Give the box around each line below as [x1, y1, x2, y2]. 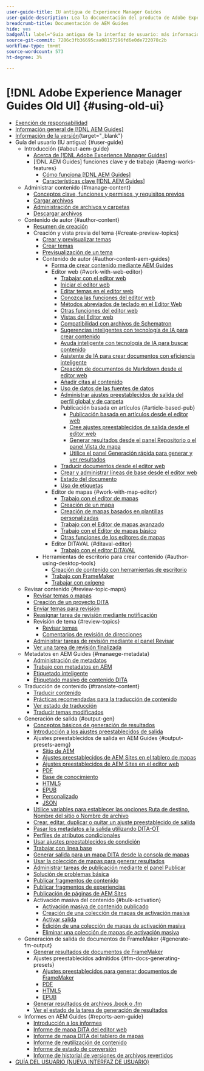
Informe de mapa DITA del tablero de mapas [33, 1032, 144, 1039]
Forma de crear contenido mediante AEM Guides [51, 262, 174, 269]
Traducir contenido [33, 689, 81, 696]
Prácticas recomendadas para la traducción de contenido [33, 696, 177, 703]
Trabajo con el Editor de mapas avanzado [60, 521, 165, 528]
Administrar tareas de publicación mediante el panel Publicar [33, 864, 186, 871]
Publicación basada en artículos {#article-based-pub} [60, 404, 195, 411]
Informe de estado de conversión [33, 1045, 117, 1052]
